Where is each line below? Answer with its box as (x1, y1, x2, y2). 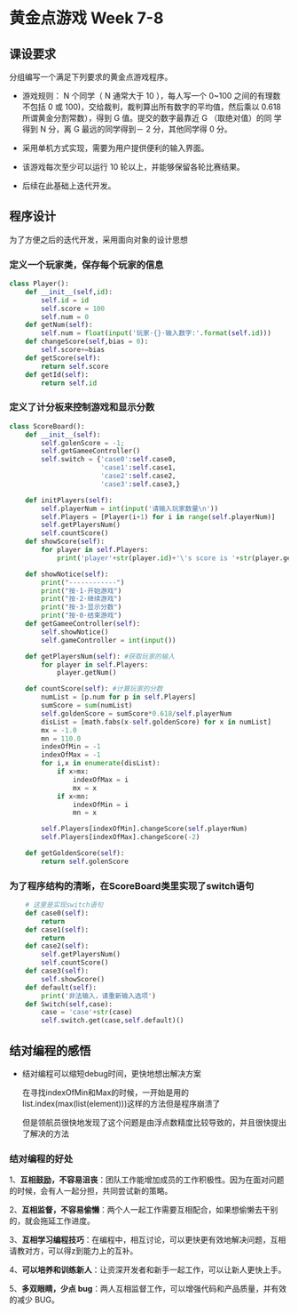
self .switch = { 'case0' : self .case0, (41, 455, 176, 464)
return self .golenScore (41, 857, 129, 866)
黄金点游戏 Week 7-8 (9, 8, 164, 28)
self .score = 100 (41, 304, 105, 313)
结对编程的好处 (9, 1152, 74, 1165)
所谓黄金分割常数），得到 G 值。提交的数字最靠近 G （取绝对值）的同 (21, 113, 272, 123)
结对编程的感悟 (9, 1043, 91, 1058)
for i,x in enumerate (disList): (41, 759, 161, 768)
